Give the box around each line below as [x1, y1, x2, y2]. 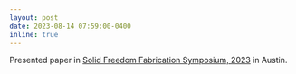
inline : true [9, 30, 59, 39]
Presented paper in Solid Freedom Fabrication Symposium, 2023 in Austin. [9, 55, 288, 66]
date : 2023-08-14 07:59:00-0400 [9, 22, 131, 31]
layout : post [9, 13, 59, 23]
